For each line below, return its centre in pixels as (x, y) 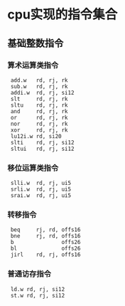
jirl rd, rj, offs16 (45, 255)
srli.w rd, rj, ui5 (41, 189)
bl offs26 (45, 249)
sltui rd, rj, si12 (42, 149)
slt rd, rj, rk (39, 99)
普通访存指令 (29, 274)
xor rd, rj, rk (39, 130)
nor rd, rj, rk (39, 124)
